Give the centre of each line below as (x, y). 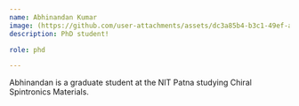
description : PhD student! (59, 34)
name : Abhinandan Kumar (53, 17)
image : (21, 26)
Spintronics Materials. (49, 92)
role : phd (28, 49)
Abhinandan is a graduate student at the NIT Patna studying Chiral (130, 83)
